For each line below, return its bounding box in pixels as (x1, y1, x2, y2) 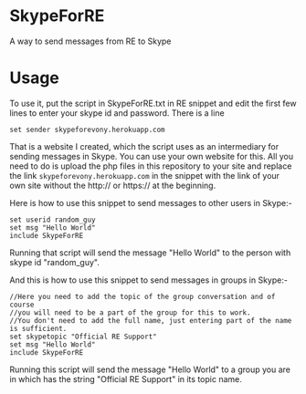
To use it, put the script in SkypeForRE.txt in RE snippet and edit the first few (9, 98, 297, 109)
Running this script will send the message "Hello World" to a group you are (9, 364, 290, 375)
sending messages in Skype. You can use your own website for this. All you (9, 150, 294, 161)
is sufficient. (9, 324, 68, 333)
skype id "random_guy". (9, 256, 100, 267)
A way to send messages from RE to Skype (9, 36, 172, 47)
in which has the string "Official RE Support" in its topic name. (9, 373, 242, 384)
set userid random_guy (9, 215, 96, 224)
